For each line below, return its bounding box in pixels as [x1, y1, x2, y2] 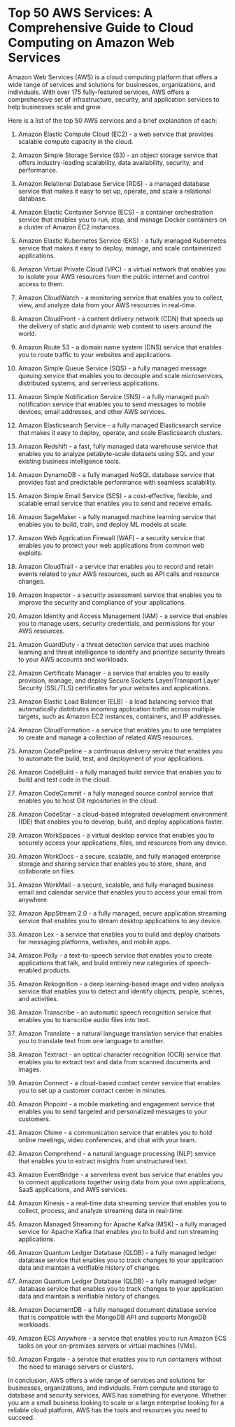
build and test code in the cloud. [17, 775, 111, 784]
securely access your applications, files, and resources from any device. [17, 838, 227, 847]
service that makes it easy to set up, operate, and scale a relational [17, 187, 211, 195]
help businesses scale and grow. [8, 102, 102, 111]
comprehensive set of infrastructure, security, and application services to [8, 95, 220, 103]
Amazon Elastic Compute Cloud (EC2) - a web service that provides [17, 130, 214, 138]
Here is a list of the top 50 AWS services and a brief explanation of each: [8, 116, 218, 124]
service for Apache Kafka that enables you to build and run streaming [17, 1227, 219, 1235]
